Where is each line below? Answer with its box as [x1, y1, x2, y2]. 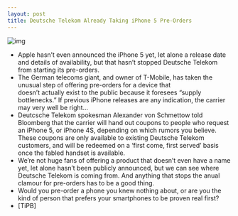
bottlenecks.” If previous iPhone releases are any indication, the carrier [17, 95, 226, 104]
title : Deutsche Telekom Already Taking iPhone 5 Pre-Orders [7, 17, 193, 24]
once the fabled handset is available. [17, 148, 126, 157]
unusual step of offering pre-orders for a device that [17, 80, 171, 89]
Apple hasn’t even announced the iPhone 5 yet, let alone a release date [17, 50, 226, 59]
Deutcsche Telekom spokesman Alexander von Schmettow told [17, 111, 203, 119]
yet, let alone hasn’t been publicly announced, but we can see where [17, 163, 220, 172]
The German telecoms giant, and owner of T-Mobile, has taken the [17, 72, 213, 82]
